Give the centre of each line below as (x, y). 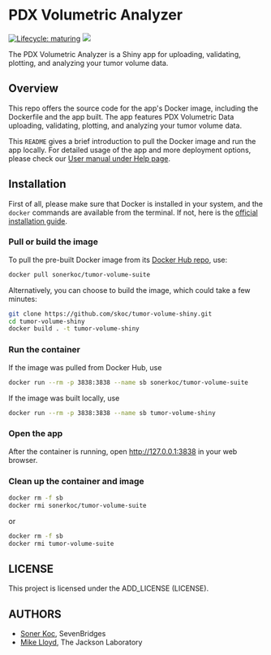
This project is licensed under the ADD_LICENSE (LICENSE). (109, 588)
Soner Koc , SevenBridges (63, 634)
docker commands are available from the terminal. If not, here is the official (133, 212)
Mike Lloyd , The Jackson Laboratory (81, 642)
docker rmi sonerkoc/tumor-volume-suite (78, 505)
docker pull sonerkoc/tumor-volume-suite (80, 274)
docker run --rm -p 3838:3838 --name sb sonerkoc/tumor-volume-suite (129, 382)
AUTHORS (35, 614)
